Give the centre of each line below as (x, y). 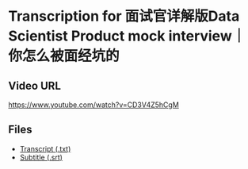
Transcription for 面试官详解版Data (124, 16)
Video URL (35, 85)
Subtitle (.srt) (41, 157)
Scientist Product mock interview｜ (127, 36)
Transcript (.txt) (45, 148)
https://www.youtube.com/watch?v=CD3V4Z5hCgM (94, 105)
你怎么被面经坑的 (64, 56)
